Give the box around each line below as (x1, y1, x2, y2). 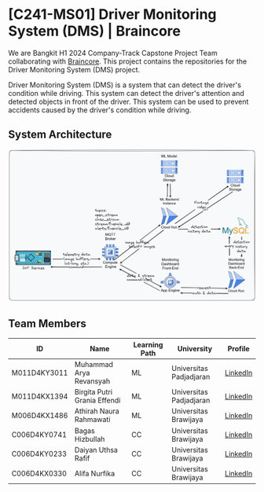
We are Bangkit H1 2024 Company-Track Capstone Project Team (8, 48, 218, 57)
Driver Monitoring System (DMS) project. (8, 64, 141, 74)
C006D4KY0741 (11, 430, 67, 439)
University (177, 344, 213, 354)
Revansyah (74, 376, 111, 386)
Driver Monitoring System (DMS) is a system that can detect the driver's (8, 80, 242, 90)
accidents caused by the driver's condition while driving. (8, 105, 192, 115)
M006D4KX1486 (11, 410, 68, 420)
